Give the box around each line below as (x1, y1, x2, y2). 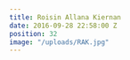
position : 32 (9, 29, 58, 38)
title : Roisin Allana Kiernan (9, 12, 122, 22)
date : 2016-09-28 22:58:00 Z (9, 21, 118, 30)
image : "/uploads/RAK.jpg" (9, 37, 110, 47)
